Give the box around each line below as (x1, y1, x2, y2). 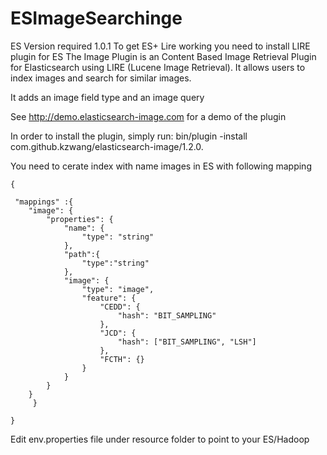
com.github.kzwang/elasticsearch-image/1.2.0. (10, 140, 204, 152)
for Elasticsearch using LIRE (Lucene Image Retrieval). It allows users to (10, 61, 306, 73)
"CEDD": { (99, 302, 141, 312)
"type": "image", (81, 284, 155, 294)
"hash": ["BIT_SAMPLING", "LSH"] (117, 337, 257, 347)
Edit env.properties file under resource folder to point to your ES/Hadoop (10, 433, 310, 445)
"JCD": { (99, 328, 137, 338)
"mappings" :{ (14, 197, 74, 207)
